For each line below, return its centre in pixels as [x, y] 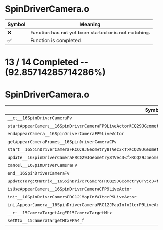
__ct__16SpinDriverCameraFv [40, 118]
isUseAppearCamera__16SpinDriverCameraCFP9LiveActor [70, 189]
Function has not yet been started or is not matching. [90, 33]
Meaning [90, 24]
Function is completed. [56, 40]
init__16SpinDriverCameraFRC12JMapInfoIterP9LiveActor [72, 197]
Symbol [16, 24]
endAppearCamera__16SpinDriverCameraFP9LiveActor [66, 134]
